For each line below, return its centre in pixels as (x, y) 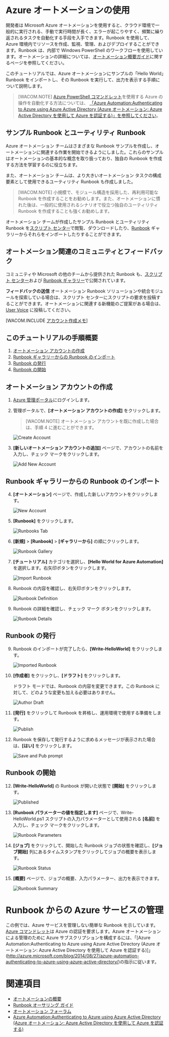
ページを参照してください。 (38, 63)
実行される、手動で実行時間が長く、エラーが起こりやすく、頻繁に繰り (91, 31)
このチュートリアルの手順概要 (52, 337)
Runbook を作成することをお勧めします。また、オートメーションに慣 (89, 198)
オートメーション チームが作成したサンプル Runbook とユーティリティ (78, 222)
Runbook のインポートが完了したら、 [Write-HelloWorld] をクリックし (86, 649)
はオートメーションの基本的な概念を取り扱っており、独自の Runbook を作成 (84, 158)
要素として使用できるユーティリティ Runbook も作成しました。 (71, 182)
